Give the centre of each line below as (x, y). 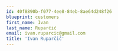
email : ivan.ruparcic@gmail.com (46, 33)
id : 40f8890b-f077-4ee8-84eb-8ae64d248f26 (59, 11)
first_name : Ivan (27, 22)
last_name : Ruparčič (32, 28)
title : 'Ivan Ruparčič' (35, 39)
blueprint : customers (33, 17)
